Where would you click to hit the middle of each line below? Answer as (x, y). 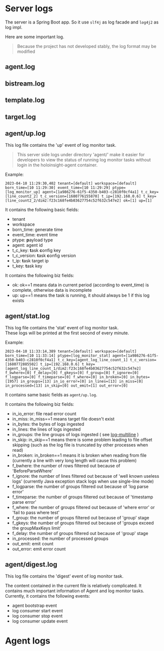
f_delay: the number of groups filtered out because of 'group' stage (80, 534)
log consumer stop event (37, 616)
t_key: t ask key (27, 266)
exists (18, 301)
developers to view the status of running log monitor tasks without (84, 160)
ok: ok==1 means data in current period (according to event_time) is (81, 285)
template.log (25, 100)
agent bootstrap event (35, 605)
